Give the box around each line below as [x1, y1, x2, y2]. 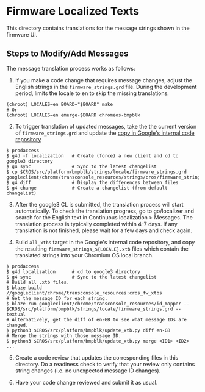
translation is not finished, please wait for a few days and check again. [15, 227, 192, 234]
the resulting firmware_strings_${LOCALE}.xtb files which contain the [15, 245, 189, 252]
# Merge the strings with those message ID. [6, 332, 121, 339]
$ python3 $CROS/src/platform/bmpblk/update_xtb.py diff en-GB [6, 327, 171, 333]
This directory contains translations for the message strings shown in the [6, 24, 190, 32]
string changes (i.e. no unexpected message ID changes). [15, 367, 161, 374]
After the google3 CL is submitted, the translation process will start [15, 201, 184, 208]
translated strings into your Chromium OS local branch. [15, 251, 154, 258]
